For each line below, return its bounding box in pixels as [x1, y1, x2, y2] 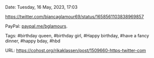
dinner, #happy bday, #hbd [5, 38, 61, 44]
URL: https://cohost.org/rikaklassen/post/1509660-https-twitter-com [5, 48, 147, 53]
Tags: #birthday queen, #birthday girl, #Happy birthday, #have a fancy [5, 33, 150, 38]
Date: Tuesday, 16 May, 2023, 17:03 [5, 4, 78, 10]
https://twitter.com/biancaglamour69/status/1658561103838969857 [5, 14, 144, 19]
